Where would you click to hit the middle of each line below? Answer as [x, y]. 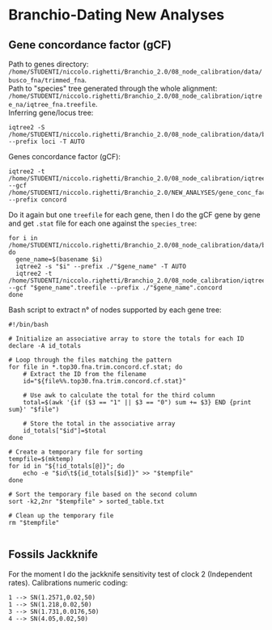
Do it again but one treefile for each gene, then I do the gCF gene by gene [134, 215]
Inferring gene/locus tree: [51, 112]
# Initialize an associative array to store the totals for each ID [126, 339]
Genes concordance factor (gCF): [65, 156]
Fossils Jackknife [53, 554]
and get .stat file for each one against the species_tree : [103, 223]
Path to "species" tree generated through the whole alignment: [113, 88]
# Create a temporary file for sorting [76, 452]
